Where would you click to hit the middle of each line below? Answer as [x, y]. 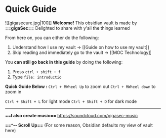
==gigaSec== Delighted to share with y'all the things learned [67, 28]
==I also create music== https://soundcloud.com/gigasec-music [72, 115]
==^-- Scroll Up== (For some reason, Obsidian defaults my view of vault [79, 125]
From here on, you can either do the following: [52, 38]
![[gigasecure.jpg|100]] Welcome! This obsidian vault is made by [71, 23]
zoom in [13, 92]
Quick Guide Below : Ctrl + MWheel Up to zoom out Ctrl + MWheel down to [80, 86]
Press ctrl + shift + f [36, 71]
